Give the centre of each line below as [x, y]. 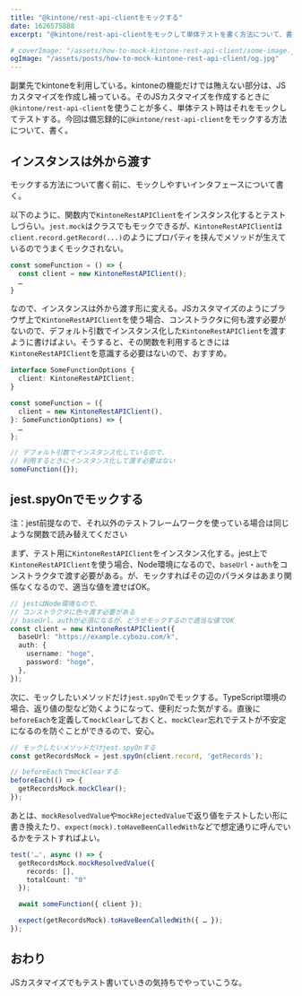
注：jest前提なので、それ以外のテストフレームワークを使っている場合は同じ [150, 523]
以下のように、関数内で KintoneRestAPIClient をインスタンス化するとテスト [148, 214]
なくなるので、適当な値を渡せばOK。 [86, 586]
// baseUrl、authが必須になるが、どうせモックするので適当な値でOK [122, 620]
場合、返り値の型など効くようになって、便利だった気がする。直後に [135, 708]
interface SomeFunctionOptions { [73, 370]
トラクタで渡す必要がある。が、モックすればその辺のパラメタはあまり [155, 576]
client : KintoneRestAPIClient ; [77, 379]
